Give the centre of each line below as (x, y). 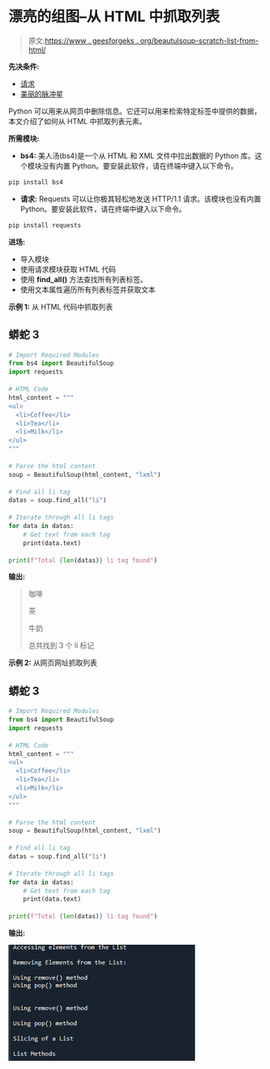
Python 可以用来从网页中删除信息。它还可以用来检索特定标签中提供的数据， (135, 111)
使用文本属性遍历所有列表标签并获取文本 (88, 290)
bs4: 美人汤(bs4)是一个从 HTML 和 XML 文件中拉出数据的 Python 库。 (137, 156)
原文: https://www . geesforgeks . (83, 41)
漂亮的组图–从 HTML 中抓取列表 (114, 17)
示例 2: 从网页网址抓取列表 (53, 663)
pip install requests (45, 225)
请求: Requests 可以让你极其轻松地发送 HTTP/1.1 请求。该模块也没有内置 (141, 199)
